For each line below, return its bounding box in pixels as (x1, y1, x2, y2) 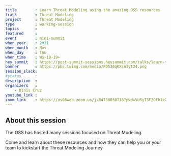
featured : (5, 31, 38, 36)
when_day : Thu (5, 50, 47, 55)
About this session (5, 116, 66, 124)
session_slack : (5, 69, 38, 74)
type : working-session (5, 21, 74, 27)
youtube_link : (5, 92, 38, 98)
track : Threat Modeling (5, 12, 74, 17)
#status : (5, 74, 38, 79)
